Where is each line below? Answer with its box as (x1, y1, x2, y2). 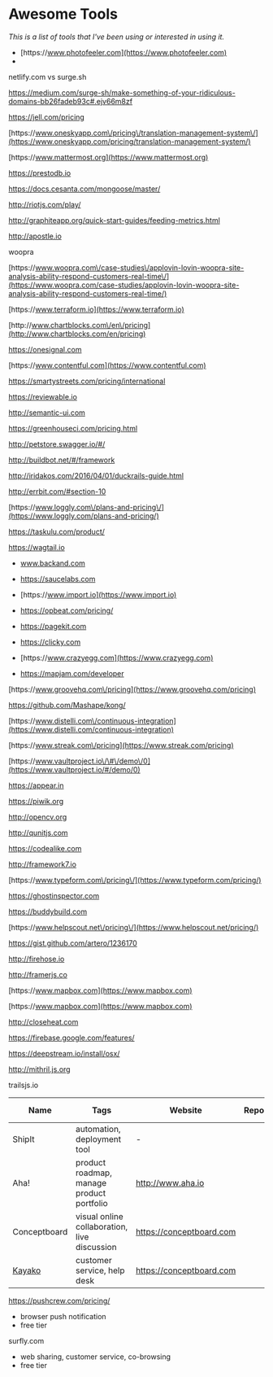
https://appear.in (8, 780, 64, 790)
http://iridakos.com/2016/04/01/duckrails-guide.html (8, 470, 184, 480)
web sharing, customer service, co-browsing (19, 1352, 171, 1362)
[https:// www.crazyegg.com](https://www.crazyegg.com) (19, 653, 214, 662)
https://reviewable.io (8, 391, 77, 401)
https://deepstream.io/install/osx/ (8, 1048, 120, 1058)
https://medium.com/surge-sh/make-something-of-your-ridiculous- (8, 87, 236, 98)
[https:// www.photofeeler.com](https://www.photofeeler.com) (19, 47, 227, 57)
